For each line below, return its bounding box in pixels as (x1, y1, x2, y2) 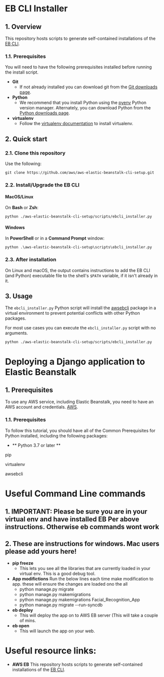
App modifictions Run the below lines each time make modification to (12, 576, 154, 582)
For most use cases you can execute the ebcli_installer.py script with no (5, 325, 156, 331)
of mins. (19, 618, 36, 623)
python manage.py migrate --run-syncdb (19, 602, 103, 608)
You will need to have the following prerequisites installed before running (5, 64, 152, 70)
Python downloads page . (19, 110, 70, 116)
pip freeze (12, 560, 33, 566)
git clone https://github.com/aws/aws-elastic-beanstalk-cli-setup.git (5, 170, 154, 175)
